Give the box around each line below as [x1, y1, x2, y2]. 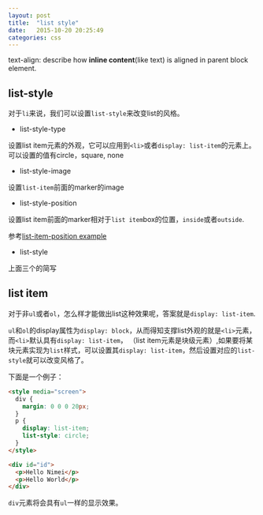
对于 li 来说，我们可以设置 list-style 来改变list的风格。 [8, 108, 184, 118]
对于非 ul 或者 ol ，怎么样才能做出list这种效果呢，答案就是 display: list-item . [8, 309, 256, 318]
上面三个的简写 [8, 264, 57, 273]
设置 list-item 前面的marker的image [8, 182, 124, 192]
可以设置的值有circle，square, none [8, 151, 124, 160]
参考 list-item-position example [8, 231, 107, 241]
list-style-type [19, 124, 66, 134]
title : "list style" [8, 19, 80, 27]
